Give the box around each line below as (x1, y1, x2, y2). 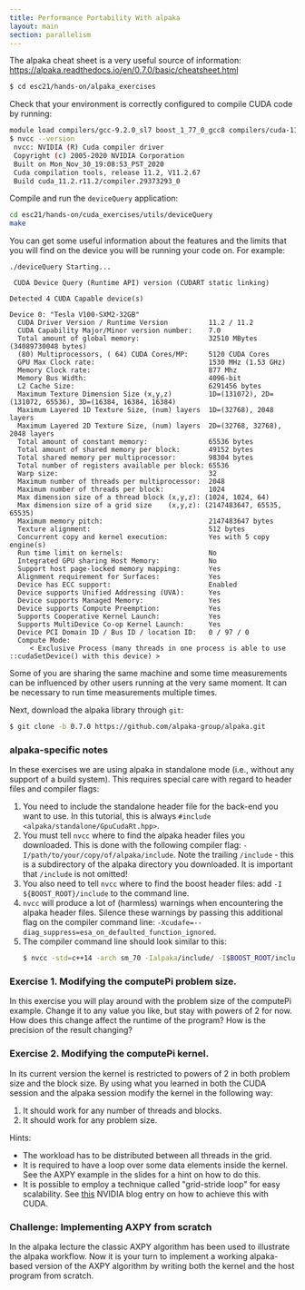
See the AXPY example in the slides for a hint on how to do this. (22, 1168, 261, 1180)
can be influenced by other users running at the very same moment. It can (9, 677, 288, 688)
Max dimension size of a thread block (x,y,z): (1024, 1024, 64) (17, 493, 271, 502)
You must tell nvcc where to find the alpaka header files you (22, 830, 245, 841)
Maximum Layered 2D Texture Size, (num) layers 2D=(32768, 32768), (17, 421, 282, 431)
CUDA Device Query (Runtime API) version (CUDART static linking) (13, 279, 271, 288)
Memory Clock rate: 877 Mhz (17, 366, 238, 375)
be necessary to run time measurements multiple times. (9, 687, 218, 698)
